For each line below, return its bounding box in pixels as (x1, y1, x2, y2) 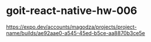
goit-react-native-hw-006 (6, 4, 137, 17)
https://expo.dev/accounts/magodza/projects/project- (6, 23, 137, 30)
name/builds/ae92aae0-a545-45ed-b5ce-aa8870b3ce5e (6, 29, 146, 36)
